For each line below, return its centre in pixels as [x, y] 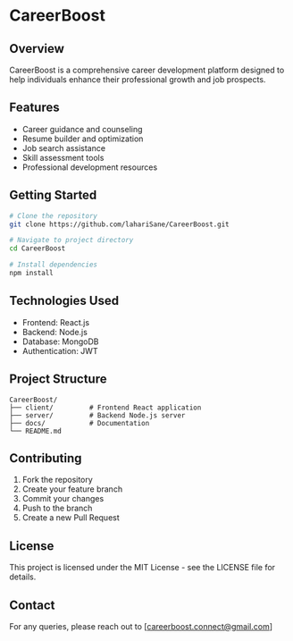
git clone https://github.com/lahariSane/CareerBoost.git [119, 224]
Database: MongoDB [60, 342]
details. [23, 577]
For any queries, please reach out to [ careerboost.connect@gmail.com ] [141, 626]
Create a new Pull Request [71, 518]
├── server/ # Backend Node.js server [97, 415]
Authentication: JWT [60, 350]
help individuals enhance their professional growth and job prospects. [138, 80]
